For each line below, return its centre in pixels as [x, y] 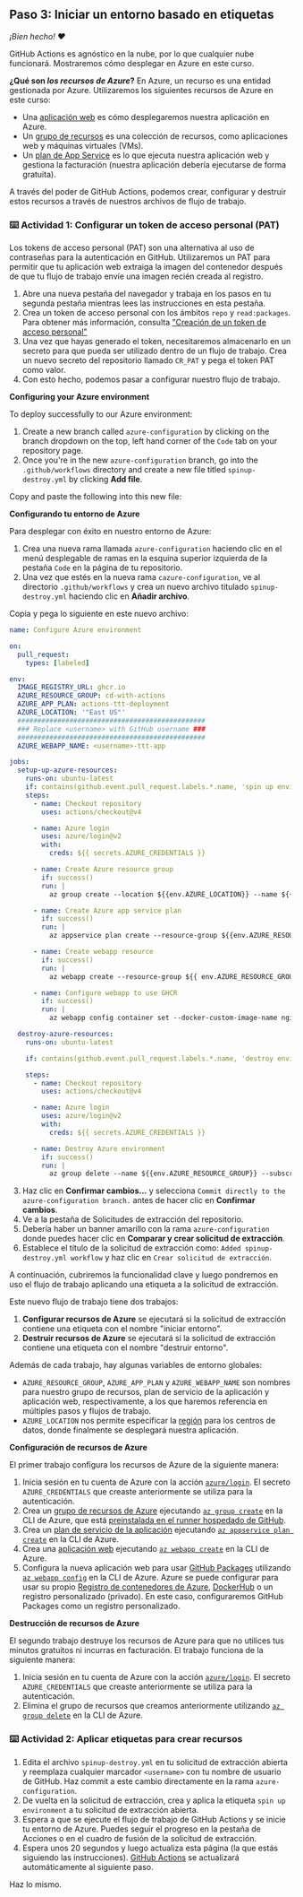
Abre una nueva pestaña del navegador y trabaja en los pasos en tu [147, 294]
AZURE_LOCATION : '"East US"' [72, 713]
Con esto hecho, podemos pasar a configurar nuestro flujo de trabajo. [151, 379]
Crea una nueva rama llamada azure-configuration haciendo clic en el [152, 549]
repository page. [53, 451]
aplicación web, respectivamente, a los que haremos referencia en [145, 1401]
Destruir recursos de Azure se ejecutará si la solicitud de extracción [149, 1338]
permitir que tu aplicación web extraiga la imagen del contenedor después [146, 267]
